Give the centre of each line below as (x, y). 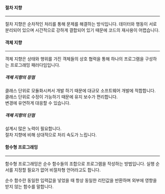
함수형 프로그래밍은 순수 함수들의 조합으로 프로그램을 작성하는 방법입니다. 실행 (80, 163)
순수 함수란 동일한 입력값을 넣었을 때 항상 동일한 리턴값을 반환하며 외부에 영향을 (81, 180)
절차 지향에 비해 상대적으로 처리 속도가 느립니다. (51, 135)
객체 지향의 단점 (20, 115)
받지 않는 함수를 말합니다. (29, 186)
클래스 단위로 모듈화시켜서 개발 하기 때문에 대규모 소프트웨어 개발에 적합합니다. (81, 91)
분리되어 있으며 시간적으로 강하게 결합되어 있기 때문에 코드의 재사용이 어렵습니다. (82, 30)
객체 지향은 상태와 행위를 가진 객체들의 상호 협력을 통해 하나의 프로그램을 (74, 59)
